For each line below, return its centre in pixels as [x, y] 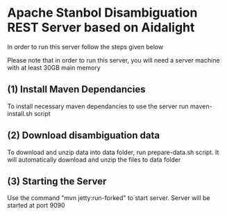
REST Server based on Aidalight [101, 27]
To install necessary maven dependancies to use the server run [98, 106]
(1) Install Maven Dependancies [76, 89]
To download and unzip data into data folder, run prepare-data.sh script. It [113, 152]
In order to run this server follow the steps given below [85, 47]
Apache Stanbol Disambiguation [102, 13]
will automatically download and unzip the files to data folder [94, 159]
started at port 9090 [36, 206]
